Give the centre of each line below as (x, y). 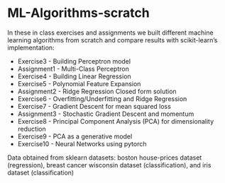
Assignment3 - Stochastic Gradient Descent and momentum (106, 114)
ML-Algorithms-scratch (79, 13)
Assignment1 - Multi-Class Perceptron (73, 69)
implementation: (31, 47)
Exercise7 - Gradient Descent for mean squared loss (94, 106)
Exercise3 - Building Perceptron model (74, 61)
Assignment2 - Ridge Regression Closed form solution (97, 91)
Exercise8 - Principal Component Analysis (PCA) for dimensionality (116, 121)
